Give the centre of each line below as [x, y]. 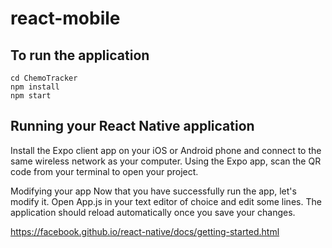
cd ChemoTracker [44, 78]
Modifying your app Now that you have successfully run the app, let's [153, 191]
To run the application [80, 55]
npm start [31, 96]
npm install [35, 87]
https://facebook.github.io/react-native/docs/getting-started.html [145, 231]
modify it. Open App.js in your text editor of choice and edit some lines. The [166, 201]
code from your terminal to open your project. [104, 171]
